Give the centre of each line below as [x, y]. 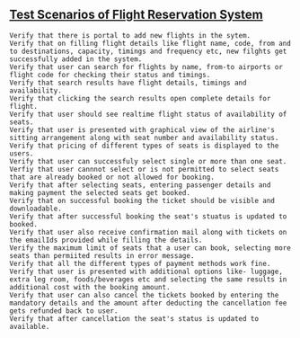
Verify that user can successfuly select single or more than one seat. [148, 161]
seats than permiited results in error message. [102, 255]
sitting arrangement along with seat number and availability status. [144, 138]
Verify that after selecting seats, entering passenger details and [140, 185]
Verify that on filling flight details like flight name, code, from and [150, 43]
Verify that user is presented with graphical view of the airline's [142, 129]
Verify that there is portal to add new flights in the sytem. [130, 35]
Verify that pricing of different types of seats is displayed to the [144, 146]
